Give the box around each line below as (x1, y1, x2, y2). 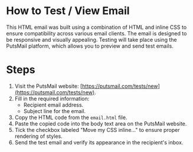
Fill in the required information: (14, 95, 90, 102)
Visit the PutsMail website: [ (14, 82, 83, 90)
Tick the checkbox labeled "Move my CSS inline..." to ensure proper (14, 126, 180, 133)
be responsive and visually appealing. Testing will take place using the (6, 36, 177, 43)
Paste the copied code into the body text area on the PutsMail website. (14, 120, 187, 127)
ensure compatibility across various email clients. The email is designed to (6, 29, 187, 37)
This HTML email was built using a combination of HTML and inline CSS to (6, 24, 187, 31)
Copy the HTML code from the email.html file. (14, 114, 127, 121)
